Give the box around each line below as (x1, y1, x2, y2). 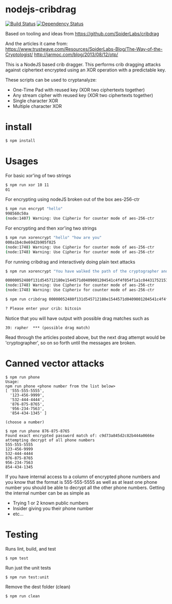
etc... (12, 511, 24, 517)
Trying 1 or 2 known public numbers (12, 500, 89, 506)
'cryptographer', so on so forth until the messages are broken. (5, 339, 137, 346)
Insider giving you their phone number (12, 505, 94, 512)
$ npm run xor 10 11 (5, 182, 50, 187)
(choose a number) (5, 420, 45, 425)
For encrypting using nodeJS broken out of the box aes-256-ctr (5, 196, 140, 202)
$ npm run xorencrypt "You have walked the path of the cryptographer (5, 269, 159, 274)
